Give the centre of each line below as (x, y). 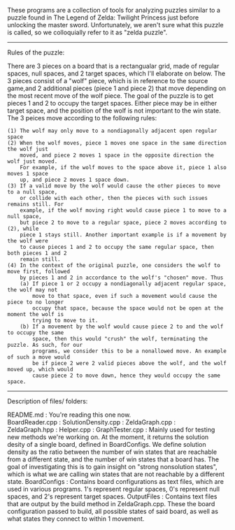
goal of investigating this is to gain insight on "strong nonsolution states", (113, 467)
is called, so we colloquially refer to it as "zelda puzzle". (87, 32)
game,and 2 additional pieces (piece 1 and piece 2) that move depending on (116, 88)
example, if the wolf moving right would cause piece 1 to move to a (123, 210)
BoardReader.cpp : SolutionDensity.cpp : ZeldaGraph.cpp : (92, 422)
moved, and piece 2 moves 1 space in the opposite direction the (117, 155)
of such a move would (39, 357)
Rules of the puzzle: (36, 52)
